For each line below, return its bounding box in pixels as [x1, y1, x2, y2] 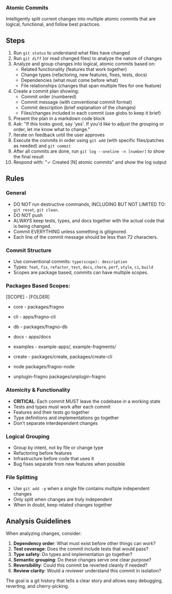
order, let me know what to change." [13, 127, 90, 133]
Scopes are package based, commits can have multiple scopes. [13, 269, 148, 276]
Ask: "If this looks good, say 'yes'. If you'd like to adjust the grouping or [13, 121, 164, 127]
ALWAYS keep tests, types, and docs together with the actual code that [13, 218, 165, 224]
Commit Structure [6, 246, 52, 254]
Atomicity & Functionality [6, 386, 71, 393]
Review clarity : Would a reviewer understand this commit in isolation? [13, 568, 161, 574]
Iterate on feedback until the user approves [13, 132, 105, 138]
